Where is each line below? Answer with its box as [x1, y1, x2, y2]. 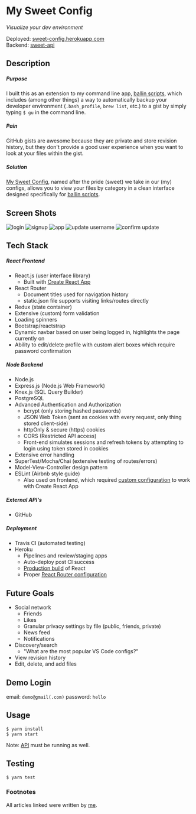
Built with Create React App [23, 278, 91, 286]
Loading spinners [14, 316, 57, 323]
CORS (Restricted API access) [23, 433, 97, 440]
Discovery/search [14, 641, 58, 648]
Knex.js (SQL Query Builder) [14, 388, 84, 395]
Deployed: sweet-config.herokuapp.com [6, 35, 104, 42]
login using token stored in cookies [23, 445, 109, 452]
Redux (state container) [14, 303, 73, 311]
